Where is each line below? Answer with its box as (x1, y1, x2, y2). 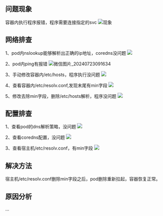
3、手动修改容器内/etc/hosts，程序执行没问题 (5, 71, 100, 78)
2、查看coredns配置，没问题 (5, 134, 65, 140)
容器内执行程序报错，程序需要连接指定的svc (5, 19, 97, 25)
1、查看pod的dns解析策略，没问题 (5, 124, 76, 130)
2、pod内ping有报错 (5, 60, 48, 67)
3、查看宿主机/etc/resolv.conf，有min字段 (5, 145, 93, 151)
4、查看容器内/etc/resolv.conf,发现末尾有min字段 (5, 82, 108, 88)
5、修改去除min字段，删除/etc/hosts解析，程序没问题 (5, 93, 116, 99)
